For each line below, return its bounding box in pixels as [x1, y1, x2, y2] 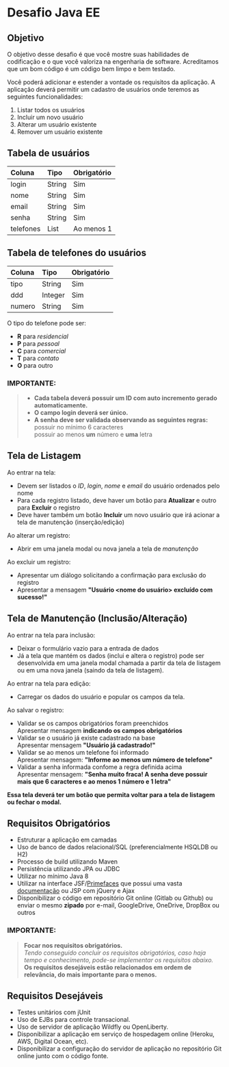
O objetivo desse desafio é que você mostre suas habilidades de [7, 50, 189, 58]
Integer [42, 290, 65, 299]
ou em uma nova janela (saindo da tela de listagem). [16, 666, 164, 674]
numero [10, 301, 36, 311]
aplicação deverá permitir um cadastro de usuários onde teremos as [7, 86, 200, 93]
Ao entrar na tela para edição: [7, 679, 91, 688]
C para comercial [16, 347, 66, 355]
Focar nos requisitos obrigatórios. [23, 941, 123, 949]
